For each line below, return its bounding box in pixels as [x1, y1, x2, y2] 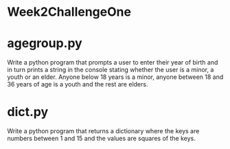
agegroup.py [7, 36, 82, 51]
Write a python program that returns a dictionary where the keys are [7, 127, 200, 135]
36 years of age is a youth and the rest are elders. [7, 80, 148, 89]
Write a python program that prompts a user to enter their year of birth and [7, 58, 218, 67]
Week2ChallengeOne [7, 4, 132, 20]
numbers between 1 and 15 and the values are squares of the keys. [7, 135, 196, 143]
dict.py [7, 104, 49, 120]
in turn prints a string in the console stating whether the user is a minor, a [7, 66, 214, 74]
